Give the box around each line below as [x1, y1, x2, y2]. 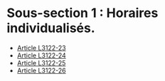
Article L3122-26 [16, 66, 66, 75]
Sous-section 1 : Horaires [6, 5, 159, 21]
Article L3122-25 [16, 58, 66, 67]
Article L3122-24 [16, 51, 67, 60]
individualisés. [6, 20, 95, 36]
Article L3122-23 [16, 43, 66, 52]
